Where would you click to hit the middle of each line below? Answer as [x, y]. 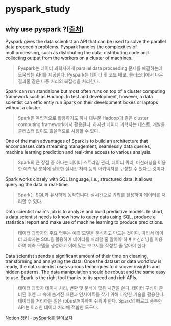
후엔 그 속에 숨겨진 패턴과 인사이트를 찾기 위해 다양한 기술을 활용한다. [96, 294]
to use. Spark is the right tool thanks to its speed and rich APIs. [71, 278]
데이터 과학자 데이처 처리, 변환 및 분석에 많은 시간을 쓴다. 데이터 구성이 [88, 288]
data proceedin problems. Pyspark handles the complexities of [71, 47]
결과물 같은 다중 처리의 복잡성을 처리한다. [59, 81]
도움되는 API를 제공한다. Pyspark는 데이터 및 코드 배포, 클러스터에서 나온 [90, 75]
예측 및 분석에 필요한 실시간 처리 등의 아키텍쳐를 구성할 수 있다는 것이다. [95, 169]
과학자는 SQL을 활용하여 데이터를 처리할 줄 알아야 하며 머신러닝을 [88, 239]
